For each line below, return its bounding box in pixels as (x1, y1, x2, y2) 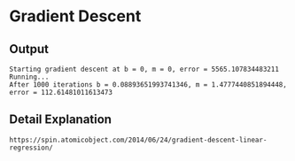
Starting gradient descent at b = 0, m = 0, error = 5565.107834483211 (9, 65, 279, 73)
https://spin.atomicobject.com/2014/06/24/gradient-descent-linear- (9, 135, 268, 144)
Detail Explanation (9, 112, 113, 127)
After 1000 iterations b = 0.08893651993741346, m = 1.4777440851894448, (9, 80, 288, 89)
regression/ (9, 143, 53, 152)
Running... (9, 73, 50, 81)
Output (9, 42, 49, 57)
